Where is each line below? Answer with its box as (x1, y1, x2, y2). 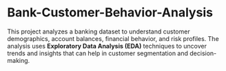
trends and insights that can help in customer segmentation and (7, 49, 188, 57)
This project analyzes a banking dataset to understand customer (7, 27, 191, 35)
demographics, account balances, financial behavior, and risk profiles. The (7, 34, 219, 42)
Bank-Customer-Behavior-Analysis (7, 5, 214, 20)
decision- (189, 49, 217, 57)
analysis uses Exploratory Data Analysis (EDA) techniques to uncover (7, 42, 207, 50)
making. (7, 56, 30, 64)
